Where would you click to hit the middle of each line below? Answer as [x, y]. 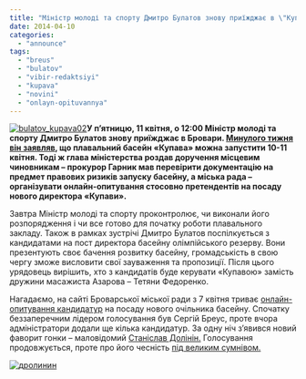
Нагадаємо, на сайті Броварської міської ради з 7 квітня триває [134, 299]
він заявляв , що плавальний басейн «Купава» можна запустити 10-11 [148, 148]
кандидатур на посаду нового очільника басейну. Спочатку [173, 309]
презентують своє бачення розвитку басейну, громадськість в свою [144, 252]
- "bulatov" [41, 69]
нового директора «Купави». [68, 196]
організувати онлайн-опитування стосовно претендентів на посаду [146, 187]
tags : [20, 52]
